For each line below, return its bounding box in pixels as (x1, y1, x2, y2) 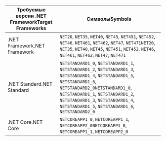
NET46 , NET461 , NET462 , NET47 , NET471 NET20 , (59, 39, 156, 46)
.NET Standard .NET (7, 81, 53, 87)
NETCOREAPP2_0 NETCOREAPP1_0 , (59, 122, 127, 129)
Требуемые (16, 6, 46, 13)
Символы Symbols (86, 16, 132, 22)
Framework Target (9, 19, 53, 25)
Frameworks (16, 25, 46, 32)
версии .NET (15, 12, 47, 19)
